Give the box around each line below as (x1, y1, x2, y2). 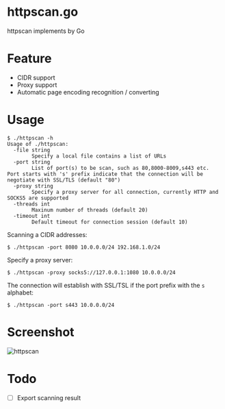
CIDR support (16, 73, 56, 82)
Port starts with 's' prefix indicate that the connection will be (7, 171, 204, 177)
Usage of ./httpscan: (7, 140, 69, 147)
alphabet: (7, 288, 34, 297)
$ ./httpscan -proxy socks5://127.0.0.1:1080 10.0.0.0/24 (7, 269, 176, 276)
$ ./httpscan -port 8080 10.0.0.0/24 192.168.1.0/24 (7, 244, 161, 251)
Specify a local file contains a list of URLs (31, 152, 167, 160)
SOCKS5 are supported (7, 195, 69, 201)
